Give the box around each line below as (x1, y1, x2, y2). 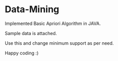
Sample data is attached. (5, 30, 57, 36)
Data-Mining (5, 4, 60, 15)
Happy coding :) (5, 50, 39, 56)
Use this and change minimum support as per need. (5, 40, 114, 46)
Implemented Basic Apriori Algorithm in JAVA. (5, 20, 101, 26)
